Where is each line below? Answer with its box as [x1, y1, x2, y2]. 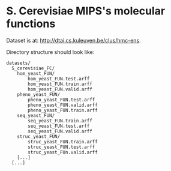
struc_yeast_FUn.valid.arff [28, 149, 98, 155]
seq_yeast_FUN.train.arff [28, 118, 93, 124]
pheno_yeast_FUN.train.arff [28, 107, 98, 113]
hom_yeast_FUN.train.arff [28, 81, 93, 87]
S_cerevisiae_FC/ [11, 65, 55, 71]
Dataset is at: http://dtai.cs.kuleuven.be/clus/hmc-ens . [6, 37, 141, 44]
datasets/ [6, 60, 31, 66]
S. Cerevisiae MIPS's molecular [6, 4, 166, 18]
